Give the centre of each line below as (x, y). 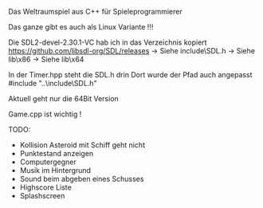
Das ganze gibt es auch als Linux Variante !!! (81, 27)
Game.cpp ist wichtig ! (45, 114)
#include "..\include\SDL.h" (53, 83)
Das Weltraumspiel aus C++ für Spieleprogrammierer (95, 12)
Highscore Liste (45, 187)
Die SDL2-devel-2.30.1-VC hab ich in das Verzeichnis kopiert (108, 42)
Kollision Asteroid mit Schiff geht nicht (82, 145)
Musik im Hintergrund (55, 170)
